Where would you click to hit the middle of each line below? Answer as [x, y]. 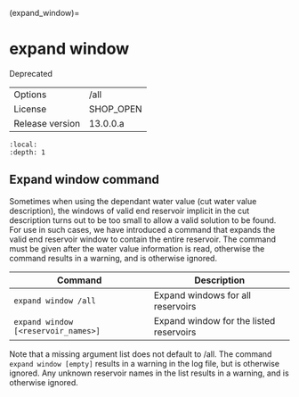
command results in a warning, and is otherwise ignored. [113, 258]
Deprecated [31, 73]
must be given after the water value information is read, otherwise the [137, 248]
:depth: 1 [28, 152]
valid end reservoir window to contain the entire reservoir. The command [143, 239]
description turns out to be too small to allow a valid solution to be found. [143, 220]
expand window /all [55, 301]
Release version [47, 123]
